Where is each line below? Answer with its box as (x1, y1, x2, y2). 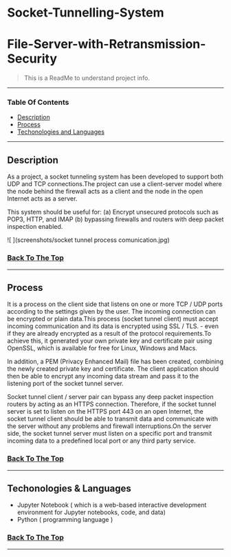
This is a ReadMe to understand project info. (23, 74, 150, 82)
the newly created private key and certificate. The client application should (7, 365, 219, 373)
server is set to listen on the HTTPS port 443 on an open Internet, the (7, 407, 204, 416)
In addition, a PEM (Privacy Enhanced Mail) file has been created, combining (7, 357, 223, 366)
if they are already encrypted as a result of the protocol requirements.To (7, 330, 212, 338)
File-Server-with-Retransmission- (7, 37, 206, 52)
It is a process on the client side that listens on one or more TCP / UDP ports (7, 300, 223, 308)
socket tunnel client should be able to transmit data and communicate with (7, 415, 219, 423)
